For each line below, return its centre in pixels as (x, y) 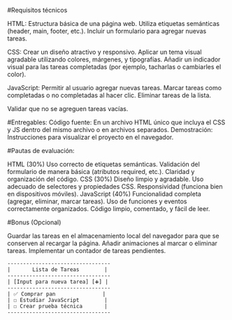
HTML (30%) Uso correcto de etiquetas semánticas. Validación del (104, 164)
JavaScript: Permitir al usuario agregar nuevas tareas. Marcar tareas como (115, 88)
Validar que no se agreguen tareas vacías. (68, 109)
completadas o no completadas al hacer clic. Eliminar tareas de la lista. (109, 95)
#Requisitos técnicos (37, 10)
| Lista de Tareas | (58, 270)
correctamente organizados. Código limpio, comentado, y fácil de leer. (109, 209)
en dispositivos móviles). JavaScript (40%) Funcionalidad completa (104, 194)
